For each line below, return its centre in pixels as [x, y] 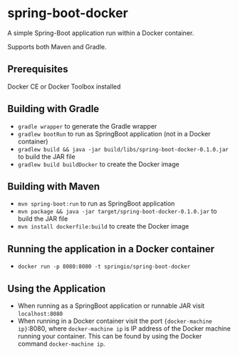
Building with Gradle [53, 109]
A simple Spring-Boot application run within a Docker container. [101, 33]
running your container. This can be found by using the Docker [110, 336]
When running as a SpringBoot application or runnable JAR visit [111, 306]
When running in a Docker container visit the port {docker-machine [115, 321]
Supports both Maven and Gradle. [57, 46]
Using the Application [57, 288]
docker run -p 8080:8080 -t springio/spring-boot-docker [104, 267]
